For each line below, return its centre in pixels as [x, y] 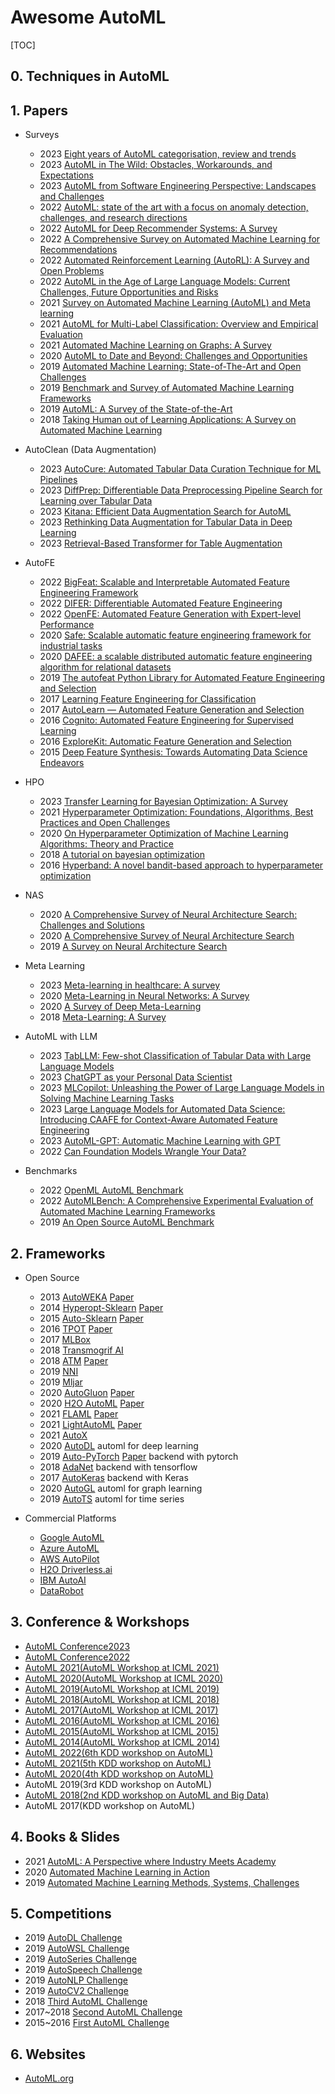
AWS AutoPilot [69, 1558]
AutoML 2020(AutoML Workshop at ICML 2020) [124, 1678]
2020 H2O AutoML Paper [92, 1403]
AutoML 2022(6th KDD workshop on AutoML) [119, 1752]
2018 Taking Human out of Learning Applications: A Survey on [168, 420]
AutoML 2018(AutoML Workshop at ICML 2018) [122, 1699]
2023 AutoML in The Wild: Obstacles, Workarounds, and [156, 165]
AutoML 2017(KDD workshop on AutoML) [110, 1805]
